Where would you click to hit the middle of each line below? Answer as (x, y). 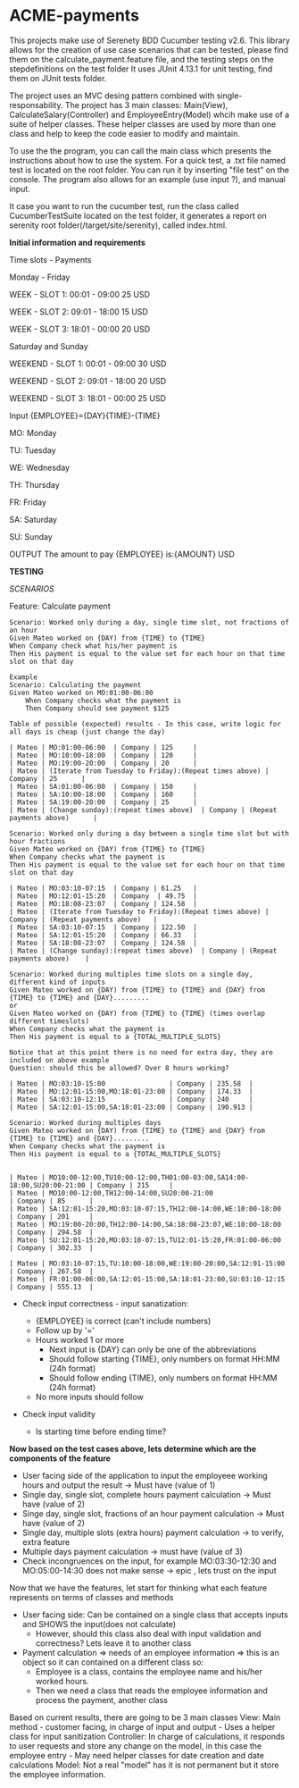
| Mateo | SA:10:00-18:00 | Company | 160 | (104, 794)
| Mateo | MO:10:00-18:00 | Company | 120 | (104, 755)
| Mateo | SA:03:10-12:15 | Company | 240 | (131, 1099)
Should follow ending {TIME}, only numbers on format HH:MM (163, 1378)
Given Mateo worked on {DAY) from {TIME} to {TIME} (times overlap (137, 1013)
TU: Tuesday (33, 450)
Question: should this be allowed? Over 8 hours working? (119, 1068)
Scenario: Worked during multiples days (86, 1122)
